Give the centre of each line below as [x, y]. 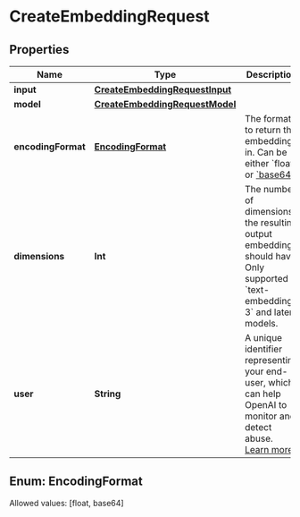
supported [266, 279]
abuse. [259, 438]
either [257, 163]
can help [262, 394]
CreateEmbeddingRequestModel [165, 104]
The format [268, 119]
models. [261, 323]
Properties [39, 50]
